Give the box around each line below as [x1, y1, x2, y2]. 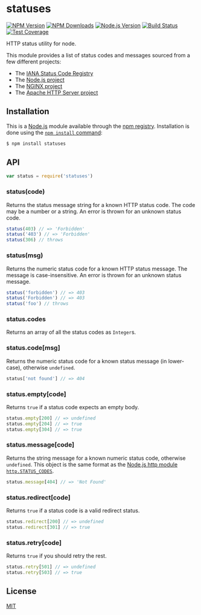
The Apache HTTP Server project [14, 89, 98, 96]
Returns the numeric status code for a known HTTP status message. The [6, 265, 188, 272]
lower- [168, 357, 185, 365]
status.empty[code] [6, 390, 66, 398]
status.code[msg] [6, 343, 60, 352]
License [6, 586, 37, 596]
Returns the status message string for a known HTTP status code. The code [6, 201, 196, 208]
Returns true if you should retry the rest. [6, 552, 107, 559]
